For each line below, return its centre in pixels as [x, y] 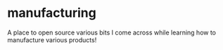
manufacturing [52, 13]
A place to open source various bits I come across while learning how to [112, 32]
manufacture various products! [52, 39]
